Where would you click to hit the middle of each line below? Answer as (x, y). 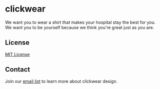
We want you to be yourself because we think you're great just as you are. (80, 27)
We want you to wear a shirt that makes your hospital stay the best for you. (80, 22)
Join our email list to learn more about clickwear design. (61, 81)
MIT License (18, 54)
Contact (18, 69)
